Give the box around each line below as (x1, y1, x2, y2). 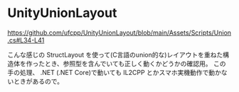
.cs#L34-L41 (7, 35, 45, 44)
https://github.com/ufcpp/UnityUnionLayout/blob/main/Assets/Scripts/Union (7, 28, 232, 37)
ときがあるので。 (13, 76, 64, 86)
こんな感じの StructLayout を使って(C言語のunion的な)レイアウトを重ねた (7, 50, 223, 59)
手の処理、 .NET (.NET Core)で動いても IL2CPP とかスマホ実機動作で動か (7, 68, 222, 76)
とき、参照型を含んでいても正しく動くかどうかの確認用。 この (44, 59, 226, 68)
